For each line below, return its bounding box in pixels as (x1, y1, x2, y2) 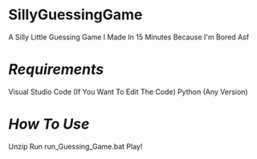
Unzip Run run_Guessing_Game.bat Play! (8, 141, 143, 151)
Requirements (8, 60, 104, 79)
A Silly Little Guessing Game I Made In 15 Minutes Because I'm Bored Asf (8, 32, 250, 42)
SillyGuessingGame (8, 6, 143, 24)
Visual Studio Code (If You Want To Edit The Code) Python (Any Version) (8, 87, 248, 96)
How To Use (8, 115, 90, 133)
